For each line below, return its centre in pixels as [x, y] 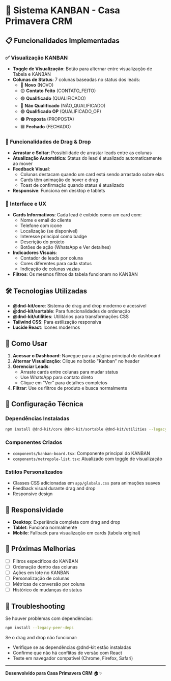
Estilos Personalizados [34, 472]
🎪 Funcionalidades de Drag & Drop [48, 141]
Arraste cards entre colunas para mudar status [69, 372]
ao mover [23, 164]
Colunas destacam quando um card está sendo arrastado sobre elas [92, 175]
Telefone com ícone [41, 225]
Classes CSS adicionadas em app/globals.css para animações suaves [86, 483]
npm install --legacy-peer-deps [39, 628]
